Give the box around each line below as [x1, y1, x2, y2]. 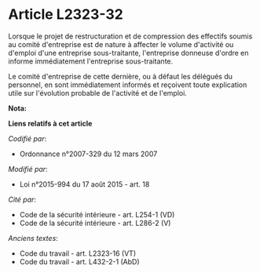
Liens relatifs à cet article [8, 118, 93, 128]
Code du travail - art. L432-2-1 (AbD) [19, 257, 140, 266]
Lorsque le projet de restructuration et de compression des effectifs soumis [8, 31, 253, 41]
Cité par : [8, 195, 37, 204]
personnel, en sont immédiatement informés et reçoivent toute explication [8, 80, 247, 89]
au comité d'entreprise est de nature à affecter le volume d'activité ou [8, 39, 234, 49]
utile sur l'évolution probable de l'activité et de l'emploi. [8, 88, 187, 97]
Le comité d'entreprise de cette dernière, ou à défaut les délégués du [8, 71, 233, 81]
